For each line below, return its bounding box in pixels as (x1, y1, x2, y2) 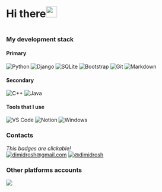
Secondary (6, 76, 34, 84)
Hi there (6, 7, 46, 21)
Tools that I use (6, 103, 45, 110)
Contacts (6, 131, 34, 139)
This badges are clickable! (6, 145, 71, 152)
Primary (6, 50, 27, 57)
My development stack (6, 35, 74, 43)
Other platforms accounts (6, 166, 82, 174)
